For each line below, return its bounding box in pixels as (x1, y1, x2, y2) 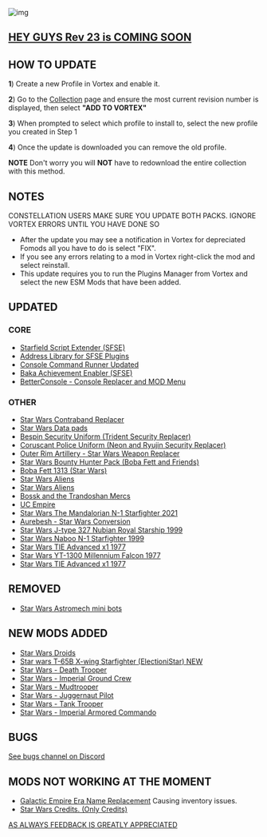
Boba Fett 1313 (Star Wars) (19, 466, 108, 475)
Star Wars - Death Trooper (19, 664, 108, 675)
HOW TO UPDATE (8, 58, 97, 71)
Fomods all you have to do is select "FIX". (19, 244, 157, 253)
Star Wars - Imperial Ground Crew (19, 673, 132, 683)
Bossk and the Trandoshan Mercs (19, 492, 131, 500)
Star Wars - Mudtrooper (19, 682, 99, 692)
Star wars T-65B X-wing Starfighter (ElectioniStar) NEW (19, 656, 203, 666)
